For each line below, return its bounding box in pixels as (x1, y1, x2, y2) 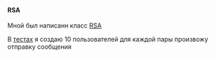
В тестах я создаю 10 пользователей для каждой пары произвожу (7, 35, 209, 44)
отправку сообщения (7, 42, 72, 51)
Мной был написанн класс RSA (7, 21, 102, 30)
